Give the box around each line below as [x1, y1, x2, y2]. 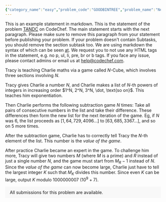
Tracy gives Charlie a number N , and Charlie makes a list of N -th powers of [5, 82, 158, 88]
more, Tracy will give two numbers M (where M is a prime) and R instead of [5, 153, 158, 159]
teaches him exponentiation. [5, 92, 63, 98]
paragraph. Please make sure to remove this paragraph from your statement [5, 31, 160, 37]
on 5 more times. [5, 123, 40, 129]
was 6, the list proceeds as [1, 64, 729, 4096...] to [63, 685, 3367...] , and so [5, 118, 156, 123]
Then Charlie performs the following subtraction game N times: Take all [5, 102, 151, 108]
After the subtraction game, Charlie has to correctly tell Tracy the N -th [5, 132, 148, 138]
